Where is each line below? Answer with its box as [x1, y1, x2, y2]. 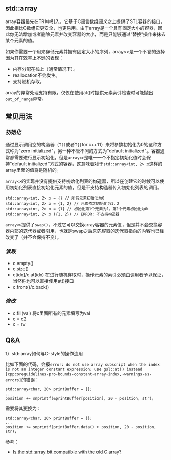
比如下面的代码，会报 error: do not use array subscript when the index [5, 361, 160, 367]
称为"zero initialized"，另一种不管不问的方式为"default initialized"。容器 [9, 148, 160, 154]
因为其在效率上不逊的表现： [5, 55, 64, 61]
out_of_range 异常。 [5, 96, 46, 102]
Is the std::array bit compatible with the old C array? [12, 449, 122, 455]
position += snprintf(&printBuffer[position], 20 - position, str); [5, 396, 154, 401]
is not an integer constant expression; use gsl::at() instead [5, 367, 143, 372]
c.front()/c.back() [12, 283, 50, 290]
